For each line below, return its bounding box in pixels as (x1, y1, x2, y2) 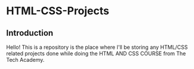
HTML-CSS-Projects (6, 4, 109, 18)
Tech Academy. (6, 57, 45, 63)
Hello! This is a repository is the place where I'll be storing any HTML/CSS (6, 43, 188, 51)
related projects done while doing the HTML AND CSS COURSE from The (6, 50, 186, 57)
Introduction (6, 28, 54, 38)
